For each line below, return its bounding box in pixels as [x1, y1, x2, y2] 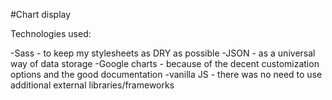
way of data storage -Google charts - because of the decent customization [10, 58, 320, 69]
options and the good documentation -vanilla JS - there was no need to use [10, 69, 323, 80]
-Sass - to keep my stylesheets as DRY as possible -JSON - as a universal [10, 47, 316, 59]
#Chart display [10, 9, 72, 20]
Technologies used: [10, 28, 92, 39]
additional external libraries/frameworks [10, 79, 175, 91]
